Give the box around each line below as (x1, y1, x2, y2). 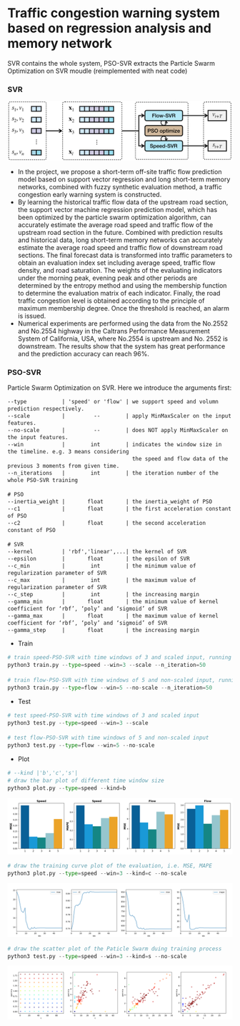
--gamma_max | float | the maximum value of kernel (7, 613, 219, 620)
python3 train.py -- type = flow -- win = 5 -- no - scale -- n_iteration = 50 (7, 684, 213, 691)
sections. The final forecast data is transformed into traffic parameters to (17, 251, 233, 260)
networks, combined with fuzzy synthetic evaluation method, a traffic (17, 183, 223, 191)
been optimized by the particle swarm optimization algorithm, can (17, 213, 211, 222)
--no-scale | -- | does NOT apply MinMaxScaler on (7, 427, 229, 434)
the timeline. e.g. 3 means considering (7, 448, 130, 456)
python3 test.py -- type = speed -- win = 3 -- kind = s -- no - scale (7, 952, 187, 960)
